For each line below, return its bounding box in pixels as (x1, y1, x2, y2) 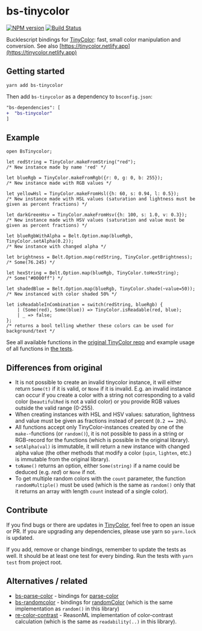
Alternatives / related (6, 576, 88, 586)
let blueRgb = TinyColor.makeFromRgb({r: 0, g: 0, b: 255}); (6, 175, 163, 181)
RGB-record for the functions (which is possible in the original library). (14, 437, 190, 443)
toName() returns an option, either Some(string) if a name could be (14, 462, 180, 469)
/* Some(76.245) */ (6, 260, 55, 266)
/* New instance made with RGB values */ (6, 180, 112, 187)
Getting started (6, 66, 65, 77)
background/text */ (6, 328, 55, 335)
